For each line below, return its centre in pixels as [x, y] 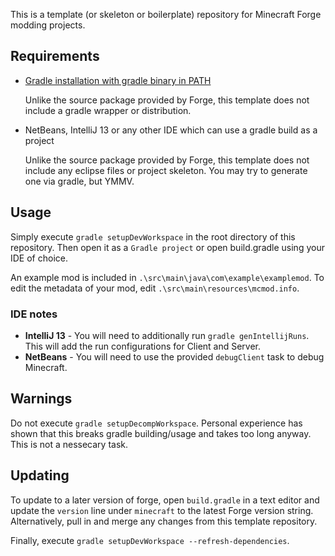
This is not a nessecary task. [69, 444]
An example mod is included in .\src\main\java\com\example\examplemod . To [167, 277]
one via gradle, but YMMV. [79, 181]
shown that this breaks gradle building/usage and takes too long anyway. [161, 433]
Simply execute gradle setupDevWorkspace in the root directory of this [153, 236]
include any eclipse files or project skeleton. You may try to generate [166, 170]
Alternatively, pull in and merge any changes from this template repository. [164, 521]
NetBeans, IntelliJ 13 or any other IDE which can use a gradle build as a [171, 130]
